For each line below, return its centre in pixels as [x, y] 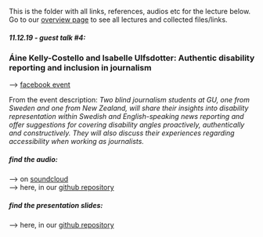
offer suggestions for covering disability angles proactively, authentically [127, 125]
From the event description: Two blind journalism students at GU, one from [129, 100]
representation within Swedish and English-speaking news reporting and [127, 117]
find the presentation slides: [56, 205]
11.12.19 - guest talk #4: [47, 38]
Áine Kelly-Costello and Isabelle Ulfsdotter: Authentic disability [132, 58]
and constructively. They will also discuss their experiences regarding [122, 133]
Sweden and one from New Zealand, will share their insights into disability [129, 108]
